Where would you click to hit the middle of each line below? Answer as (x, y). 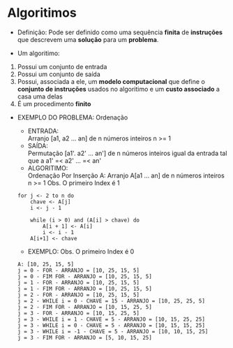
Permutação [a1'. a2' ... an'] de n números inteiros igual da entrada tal (127, 153)
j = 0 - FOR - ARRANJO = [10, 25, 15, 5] (78, 270)
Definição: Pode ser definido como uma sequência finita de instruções (120, 32)
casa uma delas (40, 96)
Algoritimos (42, 13)
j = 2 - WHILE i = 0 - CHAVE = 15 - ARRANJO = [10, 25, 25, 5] (111, 301)
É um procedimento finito (54, 103)
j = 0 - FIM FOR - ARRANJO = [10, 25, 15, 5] (84, 276)
